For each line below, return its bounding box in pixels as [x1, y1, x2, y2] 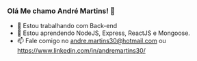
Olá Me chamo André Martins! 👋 [7, 6, 115, 16]
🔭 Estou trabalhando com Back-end [16, 22, 118, 30]
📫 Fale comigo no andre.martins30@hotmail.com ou [16, 37, 166, 45]
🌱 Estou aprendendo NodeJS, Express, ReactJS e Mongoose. [16, 29, 190, 37]
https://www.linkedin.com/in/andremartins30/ [16, 47, 146, 55]
